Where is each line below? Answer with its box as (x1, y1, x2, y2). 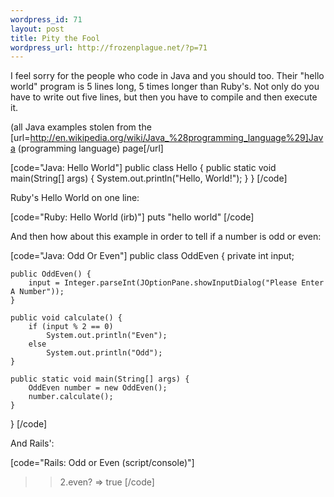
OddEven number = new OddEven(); (28, 383, 168, 393)
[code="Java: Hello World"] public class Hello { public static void (10, 162, 277, 174)
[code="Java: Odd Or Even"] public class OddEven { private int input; (10, 250, 295, 262)
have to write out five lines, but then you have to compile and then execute (10, 91, 318, 103)
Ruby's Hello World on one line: (10, 192, 140, 204)
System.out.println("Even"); (46, 331, 168, 341)
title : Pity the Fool (10, 33, 101, 43)
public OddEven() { (10, 269, 92, 280)
